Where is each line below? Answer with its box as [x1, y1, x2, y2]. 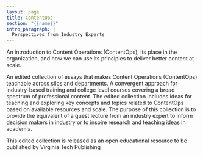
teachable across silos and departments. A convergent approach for [6, 80, 178, 87]
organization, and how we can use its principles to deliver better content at [6, 55, 194, 62]
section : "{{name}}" [6, 20, 59, 26]
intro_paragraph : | [6, 26, 56, 32]
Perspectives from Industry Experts [12, 32, 105, 38]
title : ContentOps [6, 15, 53, 21]
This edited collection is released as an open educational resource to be [6, 137, 188, 144]
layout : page [6, 9, 40, 15]
